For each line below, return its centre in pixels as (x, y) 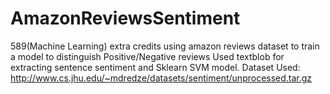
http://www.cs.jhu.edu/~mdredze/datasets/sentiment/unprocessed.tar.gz (161, 78)
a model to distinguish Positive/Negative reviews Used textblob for (147, 56)
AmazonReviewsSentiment (125, 18)
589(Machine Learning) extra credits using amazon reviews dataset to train (165, 46)
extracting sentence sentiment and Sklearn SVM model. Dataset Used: (155, 67)
